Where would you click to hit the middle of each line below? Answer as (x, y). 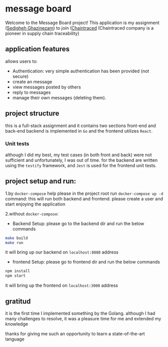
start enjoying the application (35, 204)
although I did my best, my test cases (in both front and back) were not (78, 155)
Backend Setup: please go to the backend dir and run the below (78, 223)
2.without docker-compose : (32, 213)
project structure (32, 113)
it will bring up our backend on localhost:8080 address (62, 252)
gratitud (18, 301)
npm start (16, 276)
